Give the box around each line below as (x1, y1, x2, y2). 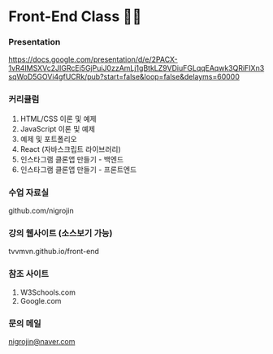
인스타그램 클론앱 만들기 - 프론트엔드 (19, 164, 137, 174)
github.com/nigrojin (8, 206, 75, 216)
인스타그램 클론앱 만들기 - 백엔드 (19, 154, 124, 164)
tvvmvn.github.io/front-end (8, 247, 100, 257)
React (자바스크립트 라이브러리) (19, 144, 122, 153)
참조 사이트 (8, 268, 50, 279)
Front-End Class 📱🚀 (8, 7, 142, 26)
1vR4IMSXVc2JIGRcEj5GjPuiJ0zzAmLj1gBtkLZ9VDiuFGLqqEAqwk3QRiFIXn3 (8, 63, 265, 73)
